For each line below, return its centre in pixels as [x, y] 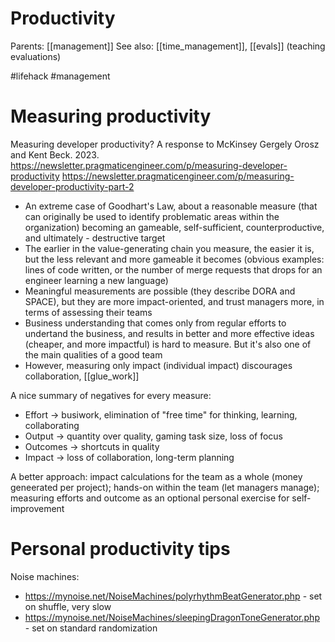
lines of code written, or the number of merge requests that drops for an [173, 269]
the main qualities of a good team [93, 354]
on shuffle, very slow [68, 606]
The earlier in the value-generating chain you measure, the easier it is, [169, 248]
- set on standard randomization [91, 628]
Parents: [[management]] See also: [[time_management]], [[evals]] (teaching [168, 46]
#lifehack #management [60, 76]
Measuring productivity [111, 116]
